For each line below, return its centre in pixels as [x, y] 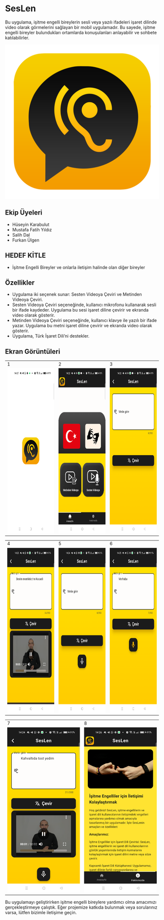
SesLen [20, 9]
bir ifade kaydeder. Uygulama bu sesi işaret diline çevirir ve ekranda [80, 310]
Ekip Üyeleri [24, 213]
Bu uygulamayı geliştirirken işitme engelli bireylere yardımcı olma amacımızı [81, 902]
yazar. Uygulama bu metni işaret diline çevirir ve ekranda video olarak [82, 326]
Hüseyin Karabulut [31, 224]
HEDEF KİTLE [26, 255]
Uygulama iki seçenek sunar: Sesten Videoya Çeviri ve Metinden [77, 294]
